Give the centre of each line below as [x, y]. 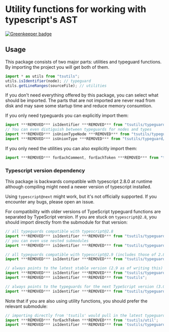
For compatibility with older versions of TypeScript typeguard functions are [83, 211]
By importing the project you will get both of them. [57, 67]
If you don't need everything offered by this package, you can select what [82, 95]
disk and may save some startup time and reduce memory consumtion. [79, 106]
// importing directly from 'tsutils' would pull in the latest [74, 315]
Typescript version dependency [45, 170]
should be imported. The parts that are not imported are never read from [80, 100]
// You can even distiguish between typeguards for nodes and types [78, 130]
